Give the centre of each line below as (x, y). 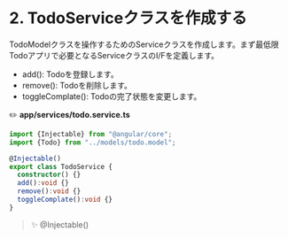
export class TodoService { (61, 166)
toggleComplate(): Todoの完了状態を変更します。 (112, 96)
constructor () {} (49, 175)
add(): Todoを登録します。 (70, 74)
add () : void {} (43, 183)
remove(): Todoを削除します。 (77, 85)
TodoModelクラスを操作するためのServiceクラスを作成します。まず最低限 (144, 44)
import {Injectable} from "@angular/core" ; (91, 134)
